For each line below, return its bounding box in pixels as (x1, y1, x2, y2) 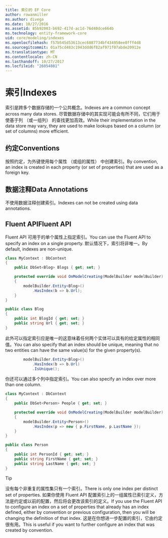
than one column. (5, 382, 42, 388)
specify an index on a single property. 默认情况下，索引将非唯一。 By (5, 240, 148, 246)
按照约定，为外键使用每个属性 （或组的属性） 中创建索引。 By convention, (5, 158, 158, 164)
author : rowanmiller (5, 12, 49, 17)
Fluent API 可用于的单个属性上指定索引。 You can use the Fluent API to (5, 234, 151, 240)
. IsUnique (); (32, 366, 60, 371)
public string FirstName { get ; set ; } (14, 456, 98, 461)
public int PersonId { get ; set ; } (14, 452, 89, 457)
